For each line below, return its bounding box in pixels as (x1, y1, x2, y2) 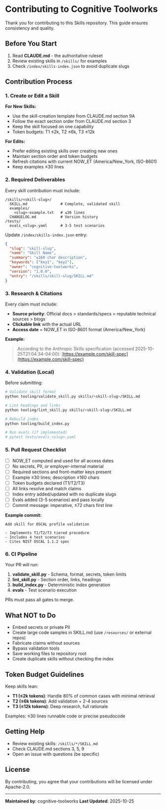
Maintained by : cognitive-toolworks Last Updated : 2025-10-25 (5, 798, 134, 804)
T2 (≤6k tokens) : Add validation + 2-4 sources (12, 698, 108, 704)
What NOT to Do (5, 611, 56, 619)
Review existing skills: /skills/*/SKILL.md (12, 740, 98, 746)
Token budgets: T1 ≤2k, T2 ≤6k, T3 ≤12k (12, 129, 95, 135)
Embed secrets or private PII (12, 624, 70, 630)
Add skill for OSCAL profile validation (5, 522, 90, 527)
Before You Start (5, 40, 57, 48)
